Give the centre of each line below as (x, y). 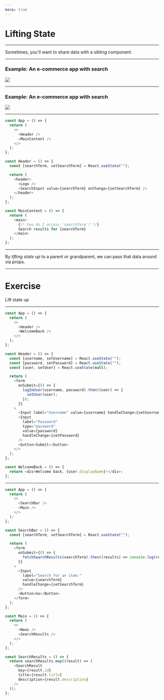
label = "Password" (40, 422)
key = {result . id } (34, 671)
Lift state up (17, 299)
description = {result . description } (53, 679)
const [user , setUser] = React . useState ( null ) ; (59, 367)
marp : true (16, 10)
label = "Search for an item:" (52, 575)
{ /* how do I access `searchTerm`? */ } (58, 225)
